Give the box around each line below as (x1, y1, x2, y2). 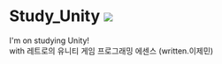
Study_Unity (9, 6, 101, 26)
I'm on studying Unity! (9, 35, 90, 46)
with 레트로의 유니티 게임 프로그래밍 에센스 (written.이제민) (9, 46, 214, 56)
